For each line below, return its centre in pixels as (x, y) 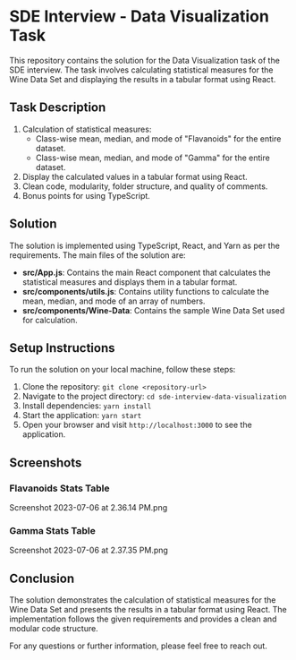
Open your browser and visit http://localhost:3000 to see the (137, 425)
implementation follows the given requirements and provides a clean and (143, 619)
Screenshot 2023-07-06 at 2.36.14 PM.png (89, 508)
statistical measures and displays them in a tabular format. (130, 282)
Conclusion (42, 578)
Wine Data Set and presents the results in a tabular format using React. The (148, 610)
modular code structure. (54, 629)
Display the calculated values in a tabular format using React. (135, 176)
